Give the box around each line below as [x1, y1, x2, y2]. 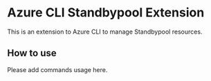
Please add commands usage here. [7, 65, 108, 73]
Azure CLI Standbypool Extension [7, 5, 205, 21]
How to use [7, 47, 57, 59]
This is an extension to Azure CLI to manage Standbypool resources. [7, 27, 203, 36]
